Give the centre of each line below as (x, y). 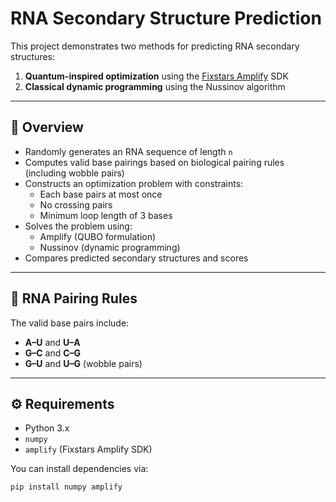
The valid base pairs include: (70, 323)
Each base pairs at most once (101, 194)
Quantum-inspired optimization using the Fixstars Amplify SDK (156, 76)
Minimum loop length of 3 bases (106, 215)
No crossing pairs (76, 204)
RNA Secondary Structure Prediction (166, 18)
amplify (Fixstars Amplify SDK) (88, 449)
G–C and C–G (53, 353)
